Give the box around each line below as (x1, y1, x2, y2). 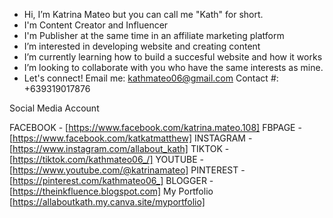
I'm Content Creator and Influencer (23, 19, 169, 31)
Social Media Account (9, 102, 100, 114)
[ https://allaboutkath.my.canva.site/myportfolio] (9, 196, 206, 208)
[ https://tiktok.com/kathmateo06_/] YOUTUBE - (9, 154, 204, 165)
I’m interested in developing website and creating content (23, 40, 261, 52)
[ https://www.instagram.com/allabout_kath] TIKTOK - (9, 143, 230, 154)
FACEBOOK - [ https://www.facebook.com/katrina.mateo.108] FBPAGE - (9, 122, 302, 133)
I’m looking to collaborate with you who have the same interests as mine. (23, 62, 324, 73)
